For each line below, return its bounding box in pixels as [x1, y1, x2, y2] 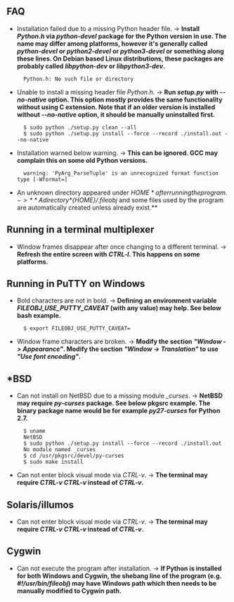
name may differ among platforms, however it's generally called [16, 39, 208, 48]
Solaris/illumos [6, 498, 74, 510]
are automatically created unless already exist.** [16, 203, 158, 211]
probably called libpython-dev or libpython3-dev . [16, 61, 166, 70]
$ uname [23, 428, 46, 435]
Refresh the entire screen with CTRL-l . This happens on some [16, 250, 200, 258]
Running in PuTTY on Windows [6, 278, 145, 290]
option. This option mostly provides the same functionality [47, 95, 223, 104]
